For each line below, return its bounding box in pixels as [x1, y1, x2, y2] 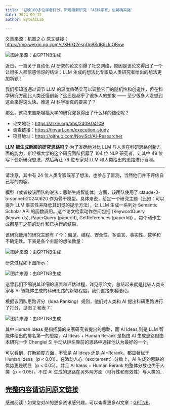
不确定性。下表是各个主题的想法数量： [5, 238, 85, 244]
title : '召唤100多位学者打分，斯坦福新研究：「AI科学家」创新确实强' [5, 7, 133, 13]
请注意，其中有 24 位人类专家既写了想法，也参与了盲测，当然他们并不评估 [5, 172, 160, 178]
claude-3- [139, 189, 160, 195]
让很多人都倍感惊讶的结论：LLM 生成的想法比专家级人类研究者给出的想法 [5, 69, 158, 75]
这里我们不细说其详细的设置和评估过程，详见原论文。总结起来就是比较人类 [5, 281, 160, 287]
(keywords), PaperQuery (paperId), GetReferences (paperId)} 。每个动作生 [5, 215, 161, 221]
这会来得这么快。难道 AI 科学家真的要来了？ [5, 99, 97, 105]
